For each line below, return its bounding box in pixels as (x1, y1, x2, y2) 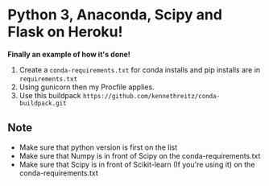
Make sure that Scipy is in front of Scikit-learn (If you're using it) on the (19, 159, 255, 169)
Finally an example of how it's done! (7, 49, 130, 59)
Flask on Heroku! (7, 23, 123, 41)
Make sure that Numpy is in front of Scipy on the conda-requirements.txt (19, 151, 261, 160)
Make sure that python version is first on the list (19, 143, 178, 152)
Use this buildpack (19, 90, 81, 100)
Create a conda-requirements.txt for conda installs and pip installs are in (19, 64, 261, 74)
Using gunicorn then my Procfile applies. (19, 82, 155, 92)
